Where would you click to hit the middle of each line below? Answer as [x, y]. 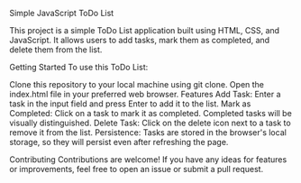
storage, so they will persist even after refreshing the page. [119, 142]
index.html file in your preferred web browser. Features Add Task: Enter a [145, 94]
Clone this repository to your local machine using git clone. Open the [137, 84]
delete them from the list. [56, 50]
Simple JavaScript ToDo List [62, 13]
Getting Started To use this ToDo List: [79, 67]
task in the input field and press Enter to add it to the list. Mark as [130, 104]
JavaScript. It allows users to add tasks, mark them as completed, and [140, 40]
